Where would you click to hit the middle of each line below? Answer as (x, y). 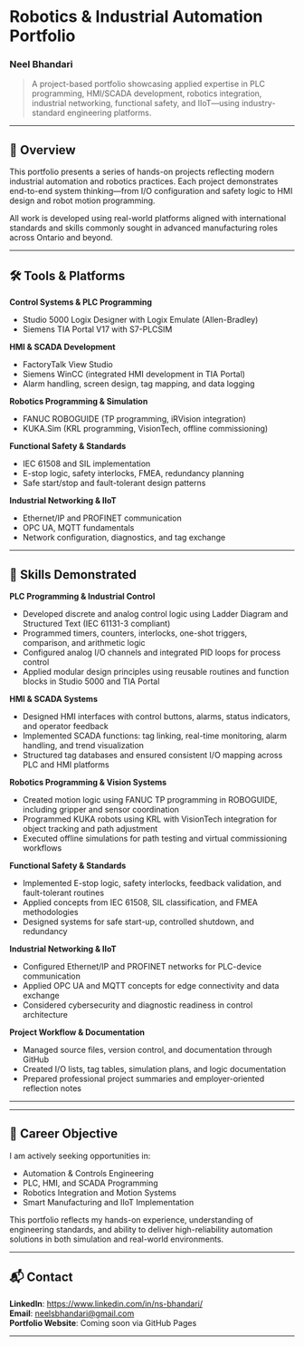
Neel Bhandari (41, 64)
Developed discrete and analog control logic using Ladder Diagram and (155, 613)
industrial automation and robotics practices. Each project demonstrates (144, 181)
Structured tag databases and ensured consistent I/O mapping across (152, 755)
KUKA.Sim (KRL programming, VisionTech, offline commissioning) (145, 429)
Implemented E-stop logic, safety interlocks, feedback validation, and (152, 883)
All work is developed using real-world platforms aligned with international (148, 219)
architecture (45, 1014)
